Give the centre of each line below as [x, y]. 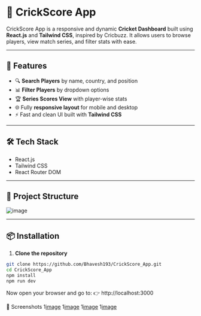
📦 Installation [33, 236]
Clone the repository [41, 253]
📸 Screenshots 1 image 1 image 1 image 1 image [62, 306]
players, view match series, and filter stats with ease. [71, 41]
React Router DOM [38, 172]
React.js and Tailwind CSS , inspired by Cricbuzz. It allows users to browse [99, 35]
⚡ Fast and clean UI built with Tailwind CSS [68, 114]
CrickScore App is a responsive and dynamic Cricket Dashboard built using [100, 29]
